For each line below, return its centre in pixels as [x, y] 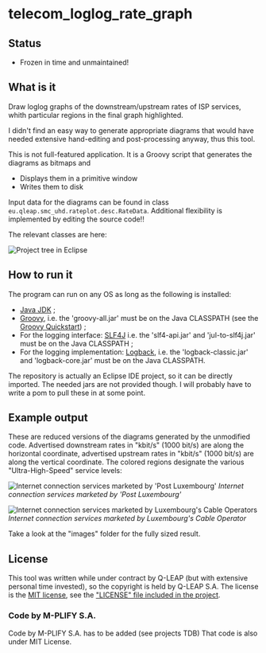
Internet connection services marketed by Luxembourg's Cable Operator [127, 518]
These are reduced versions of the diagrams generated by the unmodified [129, 437]
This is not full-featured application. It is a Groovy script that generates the [130, 154]
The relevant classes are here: [58, 234]
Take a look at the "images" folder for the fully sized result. [104, 534]
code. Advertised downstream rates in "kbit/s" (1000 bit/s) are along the [126, 445]
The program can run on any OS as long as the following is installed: [120, 294]
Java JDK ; [37, 309]
